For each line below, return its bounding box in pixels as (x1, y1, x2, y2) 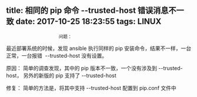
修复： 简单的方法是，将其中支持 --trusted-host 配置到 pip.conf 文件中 (6, 84, 176, 91)
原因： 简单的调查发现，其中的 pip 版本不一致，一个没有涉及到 (6, 64, 158, 72)
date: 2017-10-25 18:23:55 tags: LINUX (15, 16, 162, 26)
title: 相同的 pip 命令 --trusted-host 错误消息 (6, 5, 169, 16)
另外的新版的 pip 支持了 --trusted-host (23, 72, 116, 79)
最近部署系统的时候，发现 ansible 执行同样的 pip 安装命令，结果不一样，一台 (6, 45, 192, 52)
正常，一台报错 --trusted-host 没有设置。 (6, 52, 108, 59)
